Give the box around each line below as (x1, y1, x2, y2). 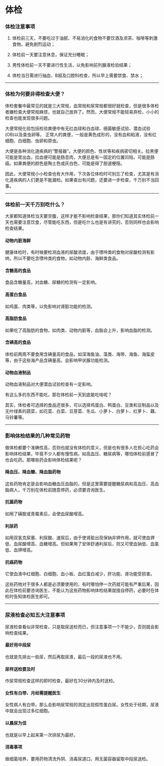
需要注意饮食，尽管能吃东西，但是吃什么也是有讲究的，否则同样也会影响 (13, 219, 159, 225)
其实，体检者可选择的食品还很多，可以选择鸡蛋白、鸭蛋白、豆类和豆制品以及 (5, 402, 159, 408)
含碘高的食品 (5, 339, 31, 346)
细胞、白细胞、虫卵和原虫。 (5, 138, 61, 144)
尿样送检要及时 (5, 666, 35, 672)
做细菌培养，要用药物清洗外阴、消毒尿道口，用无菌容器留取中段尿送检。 (5, 756, 150, 762)
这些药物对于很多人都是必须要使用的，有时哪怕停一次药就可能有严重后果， (5, 581, 155, 587)
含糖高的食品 (5, 268, 31, 273)
